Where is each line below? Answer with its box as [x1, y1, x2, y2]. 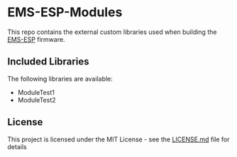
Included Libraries [7, 56, 89, 68]
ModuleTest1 [17, 88, 55, 96]
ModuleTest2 [17, 95, 56, 104]
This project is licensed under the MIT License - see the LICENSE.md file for [7, 135, 230, 144]
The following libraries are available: [7, 74, 114, 83]
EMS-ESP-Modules [7, 4, 123, 21]
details [7, 142, 27, 151]
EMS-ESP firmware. [7, 35, 65, 43]
